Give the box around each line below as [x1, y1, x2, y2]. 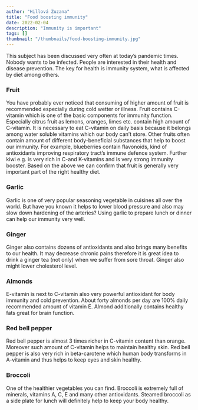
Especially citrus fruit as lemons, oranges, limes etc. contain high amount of [6, 118, 190, 125]
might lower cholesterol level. [6, 262, 78, 269]
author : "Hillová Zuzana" [6, 8, 70, 15]
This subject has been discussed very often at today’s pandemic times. [6, 53, 179, 59]
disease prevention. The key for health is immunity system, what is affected [6, 65, 190, 71]
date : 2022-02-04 [6, 19, 49, 25]
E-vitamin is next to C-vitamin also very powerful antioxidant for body [6, 291, 175, 298]
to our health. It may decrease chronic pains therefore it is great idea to [6, 249, 179, 257]
